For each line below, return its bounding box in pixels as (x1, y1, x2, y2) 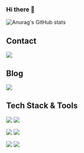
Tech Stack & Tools (6, 100, 78, 111)
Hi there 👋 (6, 5, 35, 14)
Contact (6, 35, 37, 46)
